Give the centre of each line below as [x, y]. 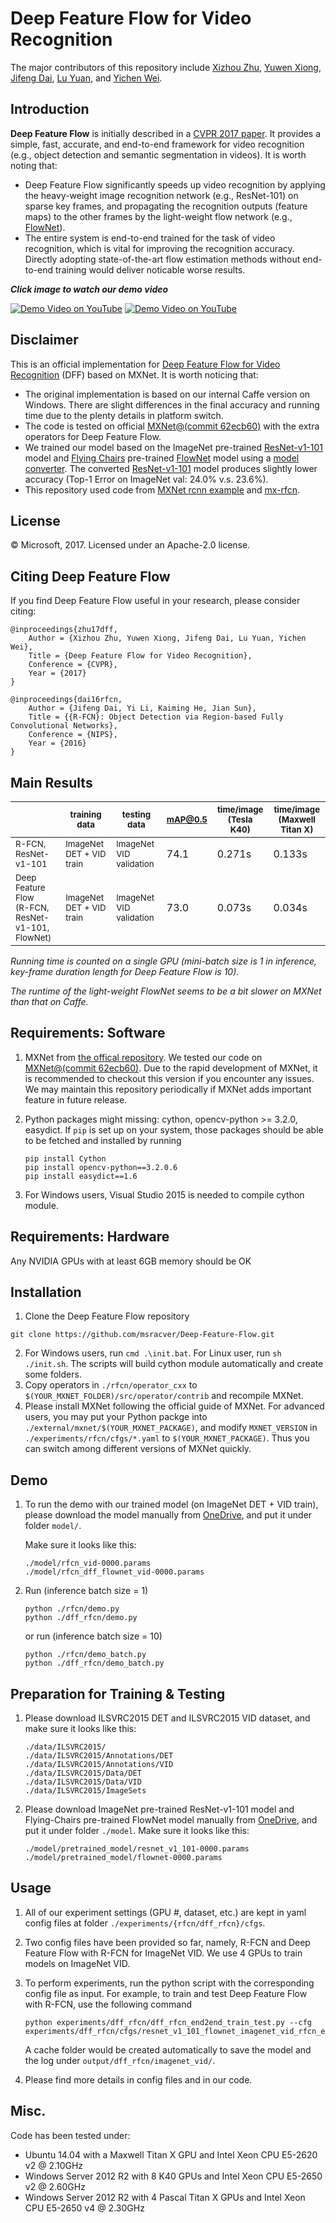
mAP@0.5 [187, 819]
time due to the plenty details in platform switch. [124, 415]
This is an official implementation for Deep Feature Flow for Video [145, 364]
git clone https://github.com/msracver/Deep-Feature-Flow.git [142, 1335]
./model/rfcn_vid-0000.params [88, 1563]
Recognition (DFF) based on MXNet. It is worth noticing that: [134, 374]
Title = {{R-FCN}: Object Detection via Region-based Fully [156, 717]
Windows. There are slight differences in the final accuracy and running [172, 404]
